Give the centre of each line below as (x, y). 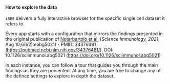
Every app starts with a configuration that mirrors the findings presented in (84, 34)
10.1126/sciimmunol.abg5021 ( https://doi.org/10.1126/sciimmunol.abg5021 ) (83, 55)
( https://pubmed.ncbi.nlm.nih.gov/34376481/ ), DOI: (59, 50)
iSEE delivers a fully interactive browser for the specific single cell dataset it (85, 18)
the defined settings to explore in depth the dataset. (60, 76)
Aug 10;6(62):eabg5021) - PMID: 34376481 (51, 45)
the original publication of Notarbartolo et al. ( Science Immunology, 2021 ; (82, 39)
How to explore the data (31, 7)
